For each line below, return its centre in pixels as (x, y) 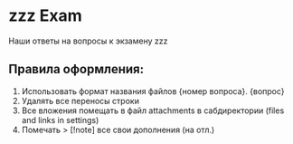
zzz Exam (45, 16)
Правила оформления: (76, 69)
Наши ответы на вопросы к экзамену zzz (88, 41)
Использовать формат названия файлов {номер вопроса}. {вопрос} (153, 91)
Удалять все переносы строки (80, 101)
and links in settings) (60, 120)
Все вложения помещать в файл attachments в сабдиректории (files (153, 110)
